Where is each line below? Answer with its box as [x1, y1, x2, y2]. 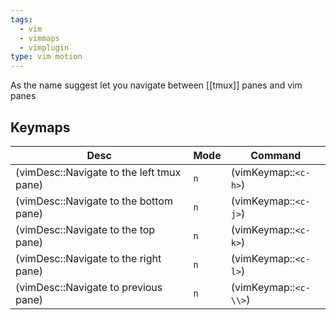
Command [250, 148, 302, 162]
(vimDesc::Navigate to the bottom [15, 194, 173, 208]
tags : [10, 14, 33, 25]
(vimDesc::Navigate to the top [15, 222, 156, 236]
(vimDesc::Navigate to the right [15, 251, 162, 265]
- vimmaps [19, 33, 60, 43]
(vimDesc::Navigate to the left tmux [15, 165, 182, 179]
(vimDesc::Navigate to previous [15, 280, 163, 294]
